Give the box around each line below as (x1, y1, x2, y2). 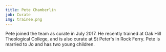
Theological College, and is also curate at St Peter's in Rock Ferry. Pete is (5, 36, 160, 42)
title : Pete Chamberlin (5, 7, 56, 13)
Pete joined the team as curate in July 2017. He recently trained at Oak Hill (5, 31, 161, 37)
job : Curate (5, 12, 31, 17)
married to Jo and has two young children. (5, 41, 95, 47)
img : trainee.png (5, 17, 43, 22)
